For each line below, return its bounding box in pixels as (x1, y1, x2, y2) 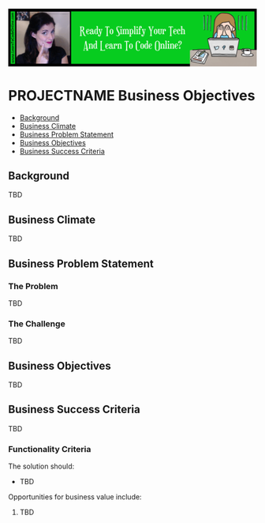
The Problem (8, 280, 59, 292)
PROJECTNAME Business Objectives (8, 86, 256, 104)
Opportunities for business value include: (8, 492, 142, 502)
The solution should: (8, 461, 75, 471)
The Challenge (8, 318, 65, 329)
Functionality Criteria (8, 443, 91, 454)
